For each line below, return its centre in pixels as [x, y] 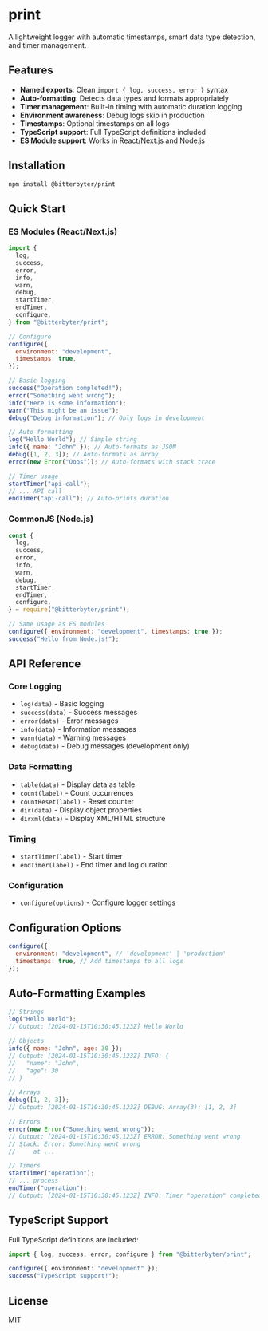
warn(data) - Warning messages [73, 738]
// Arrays [25, 1092]
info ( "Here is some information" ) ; [67, 403]
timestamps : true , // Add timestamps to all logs [99, 961]
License [28, 1301]
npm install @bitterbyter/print [62, 184]
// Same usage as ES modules [57, 624]
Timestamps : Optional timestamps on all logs [95, 123]
